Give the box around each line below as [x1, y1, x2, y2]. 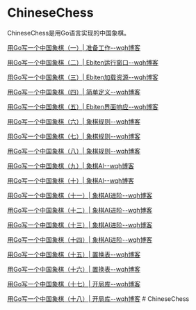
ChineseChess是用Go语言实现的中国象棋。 [7, 28, 131, 37]
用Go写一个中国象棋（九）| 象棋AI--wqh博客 [7, 161, 134, 170]
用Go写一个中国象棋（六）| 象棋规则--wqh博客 [7, 117, 141, 126]
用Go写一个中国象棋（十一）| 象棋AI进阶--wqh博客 [7, 191, 153, 199]
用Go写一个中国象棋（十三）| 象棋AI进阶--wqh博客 [7, 220, 153, 229]
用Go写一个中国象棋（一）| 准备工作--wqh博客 [7, 43, 141, 51]
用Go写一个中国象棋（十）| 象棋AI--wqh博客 [7, 176, 134, 185]
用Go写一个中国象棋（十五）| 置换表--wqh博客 [7, 250, 141, 259]
